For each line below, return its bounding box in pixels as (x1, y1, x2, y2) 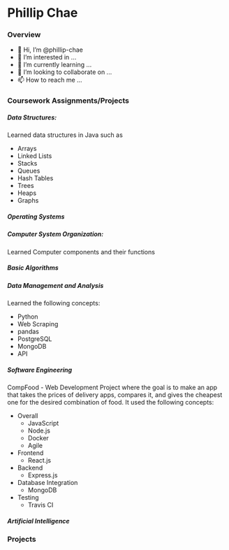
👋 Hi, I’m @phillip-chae (17, 45, 84, 54)
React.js (27, 456, 51, 465)
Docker (27, 434, 49, 442)
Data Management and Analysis (7, 281, 104, 289)
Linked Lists (17, 152, 52, 160)
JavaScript (27, 419, 59, 428)
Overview (7, 30, 41, 40)
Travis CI (27, 501, 54, 509)
